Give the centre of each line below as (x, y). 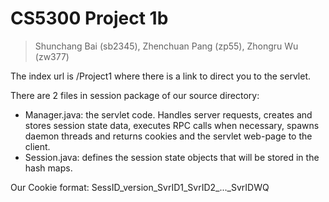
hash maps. (48, 168)
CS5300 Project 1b (89, 18)
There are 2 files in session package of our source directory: (135, 95)
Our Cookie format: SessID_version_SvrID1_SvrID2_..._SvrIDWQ (140, 187)
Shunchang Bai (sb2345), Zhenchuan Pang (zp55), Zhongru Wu (166, 46)
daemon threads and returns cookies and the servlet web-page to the (168, 136)
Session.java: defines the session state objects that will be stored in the (172, 157)
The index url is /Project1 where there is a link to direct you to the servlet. (160, 76)
